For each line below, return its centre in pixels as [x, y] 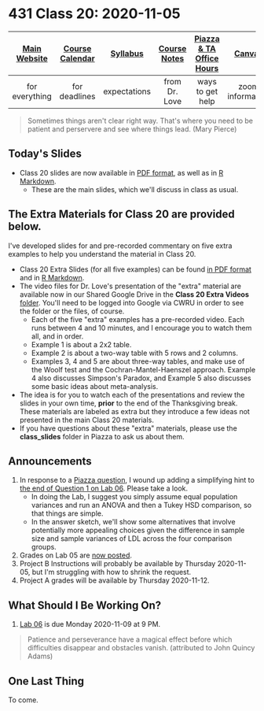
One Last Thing [46, 681]
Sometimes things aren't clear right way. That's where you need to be [140, 120]
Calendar [78, 58]
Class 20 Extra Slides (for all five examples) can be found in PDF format [135, 269]
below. [25, 226]
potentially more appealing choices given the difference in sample [138, 530]
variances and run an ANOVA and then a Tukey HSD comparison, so [141, 505]
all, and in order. [57, 336]
